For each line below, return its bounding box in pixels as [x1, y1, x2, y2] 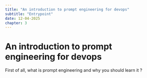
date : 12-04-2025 [5, 16, 40, 21]
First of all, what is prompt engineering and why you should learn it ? [5, 67, 143, 73]
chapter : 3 [5, 20, 27, 26]
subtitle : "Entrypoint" [5, 12, 54, 16]
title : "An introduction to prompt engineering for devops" [5, 7, 130, 12]
